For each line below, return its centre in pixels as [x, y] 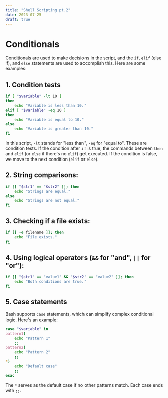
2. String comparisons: [42, 175]
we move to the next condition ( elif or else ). [52, 159]
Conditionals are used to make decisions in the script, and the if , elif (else [83, 58]
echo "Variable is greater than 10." [54, 129]
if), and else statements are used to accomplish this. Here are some [75, 63]
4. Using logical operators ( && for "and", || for [78, 258]
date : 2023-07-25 [23, 15]
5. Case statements [36, 302]
